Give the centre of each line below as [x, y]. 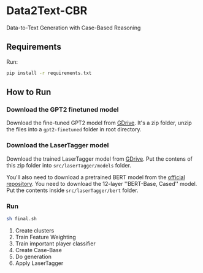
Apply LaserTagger [39, 263]
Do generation [33, 256]
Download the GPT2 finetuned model [63, 109]
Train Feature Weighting [45, 237]
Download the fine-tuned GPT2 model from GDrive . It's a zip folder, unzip [99, 123]
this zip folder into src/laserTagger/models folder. [69, 165]
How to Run [29, 92]
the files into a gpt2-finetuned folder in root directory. [74, 129]
